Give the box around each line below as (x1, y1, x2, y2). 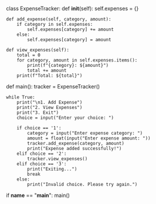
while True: (6, 94, 35, 100)
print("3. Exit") (16, 110, 59, 115)
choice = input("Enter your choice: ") (16, 115, 114, 121)
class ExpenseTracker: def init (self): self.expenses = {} (6, 5, 139, 12)
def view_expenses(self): (6, 47, 69, 53)
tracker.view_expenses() (27, 156, 88, 162)
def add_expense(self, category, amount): (6, 16, 111, 22)
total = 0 (16, 52, 41, 58)
